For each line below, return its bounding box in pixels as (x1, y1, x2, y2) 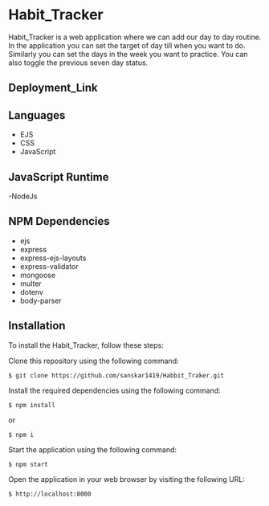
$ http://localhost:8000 (8, 490, 92, 498)
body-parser (19, 296, 62, 305)
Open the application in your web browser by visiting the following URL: (8, 474, 245, 484)
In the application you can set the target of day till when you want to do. (8, 40, 246, 50)
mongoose (19, 270, 56, 280)
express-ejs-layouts (19, 253, 87, 263)
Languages (8, 108, 66, 122)
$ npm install (8, 401, 56, 409)
